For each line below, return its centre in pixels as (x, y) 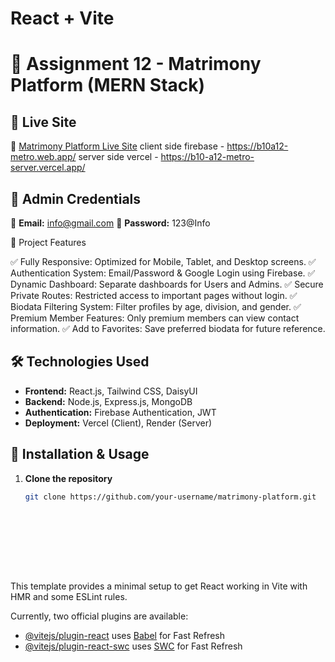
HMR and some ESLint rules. (69, 596)
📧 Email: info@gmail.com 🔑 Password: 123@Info (110, 223)
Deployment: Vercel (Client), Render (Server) (118, 423)
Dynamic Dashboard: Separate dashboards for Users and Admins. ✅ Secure (167, 284)
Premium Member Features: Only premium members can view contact (155, 318)
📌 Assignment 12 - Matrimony (136, 64)
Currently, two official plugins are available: (99, 616)
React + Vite (62, 18)
